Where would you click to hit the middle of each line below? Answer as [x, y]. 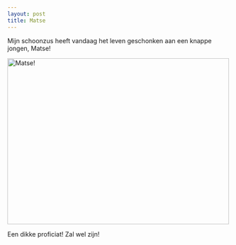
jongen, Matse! [29, 48]
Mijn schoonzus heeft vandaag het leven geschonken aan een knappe [109, 40]
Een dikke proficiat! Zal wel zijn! [54, 234]
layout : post [27, 14]
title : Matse [27, 21]
